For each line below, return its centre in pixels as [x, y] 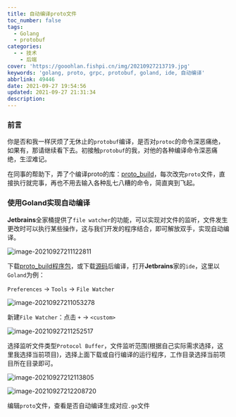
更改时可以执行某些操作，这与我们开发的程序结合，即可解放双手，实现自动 [115, 228]
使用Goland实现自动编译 [49, 203]
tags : [15, 27]
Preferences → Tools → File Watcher [61, 289]
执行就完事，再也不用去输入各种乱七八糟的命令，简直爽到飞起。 [106, 183]
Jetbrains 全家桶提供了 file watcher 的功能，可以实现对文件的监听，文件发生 [118, 220]
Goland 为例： [26, 275]
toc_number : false [34, 20]
